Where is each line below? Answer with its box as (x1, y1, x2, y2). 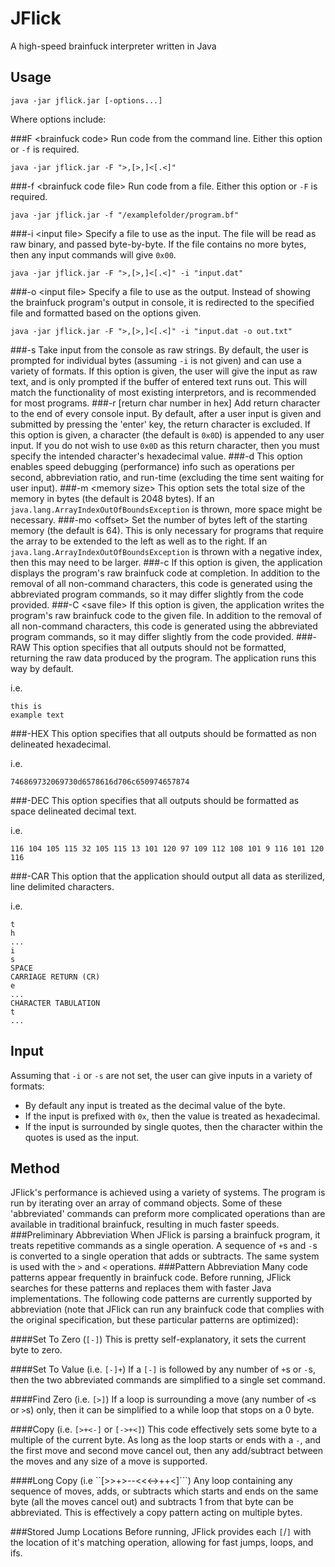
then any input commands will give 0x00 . (10, 248, 177, 261)
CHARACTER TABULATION (10, 998, 101, 1008)
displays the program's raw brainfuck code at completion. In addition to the (10, 567, 321, 579)
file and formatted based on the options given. (10, 307, 202, 319)
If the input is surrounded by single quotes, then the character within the (24, 1120, 323, 1132)
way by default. (10, 662, 75, 674)
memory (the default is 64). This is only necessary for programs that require (10, 524, 324, 536)
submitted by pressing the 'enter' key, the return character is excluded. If (10, 418, 311, 430)
